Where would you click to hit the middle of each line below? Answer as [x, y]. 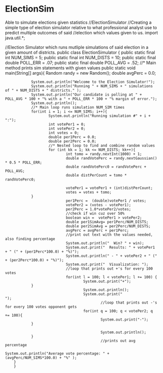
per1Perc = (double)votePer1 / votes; [106, 201]
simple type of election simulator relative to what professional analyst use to [81, 27]
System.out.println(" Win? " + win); [105, 243]
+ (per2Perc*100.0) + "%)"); [34, 260]
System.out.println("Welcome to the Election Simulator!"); [93, 82]
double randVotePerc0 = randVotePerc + [106, 167]
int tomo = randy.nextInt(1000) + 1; [104, 154]
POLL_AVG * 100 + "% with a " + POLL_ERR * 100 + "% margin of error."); [81, 99]
